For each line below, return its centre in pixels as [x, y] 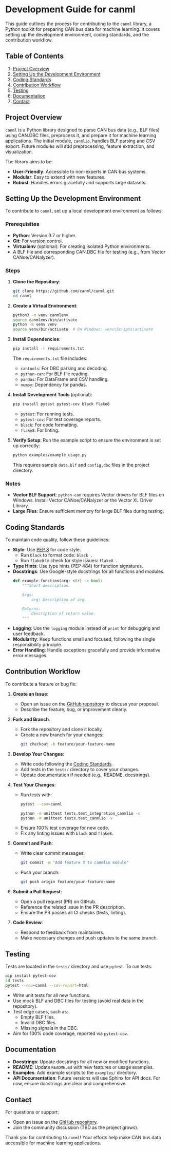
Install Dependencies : [36, 339]
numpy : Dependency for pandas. [54, 385]
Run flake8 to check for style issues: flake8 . [69, 560]
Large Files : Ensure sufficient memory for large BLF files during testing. [88, 511]
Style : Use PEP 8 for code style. [47, 549]
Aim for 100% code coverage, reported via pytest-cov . [70, 1033]
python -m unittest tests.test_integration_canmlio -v [80, 813]
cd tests [15, 981]
